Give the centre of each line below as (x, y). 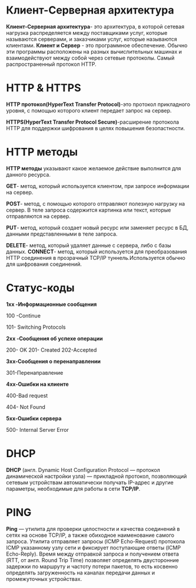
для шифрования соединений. (44, 264)
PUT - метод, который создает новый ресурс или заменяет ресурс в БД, (97, 227)
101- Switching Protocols (36, 327)
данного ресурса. (29, 174)
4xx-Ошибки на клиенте (37, 384)
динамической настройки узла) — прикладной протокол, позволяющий (97, 476)
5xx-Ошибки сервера (34, 418)
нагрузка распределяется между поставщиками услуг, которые (87, 32)
